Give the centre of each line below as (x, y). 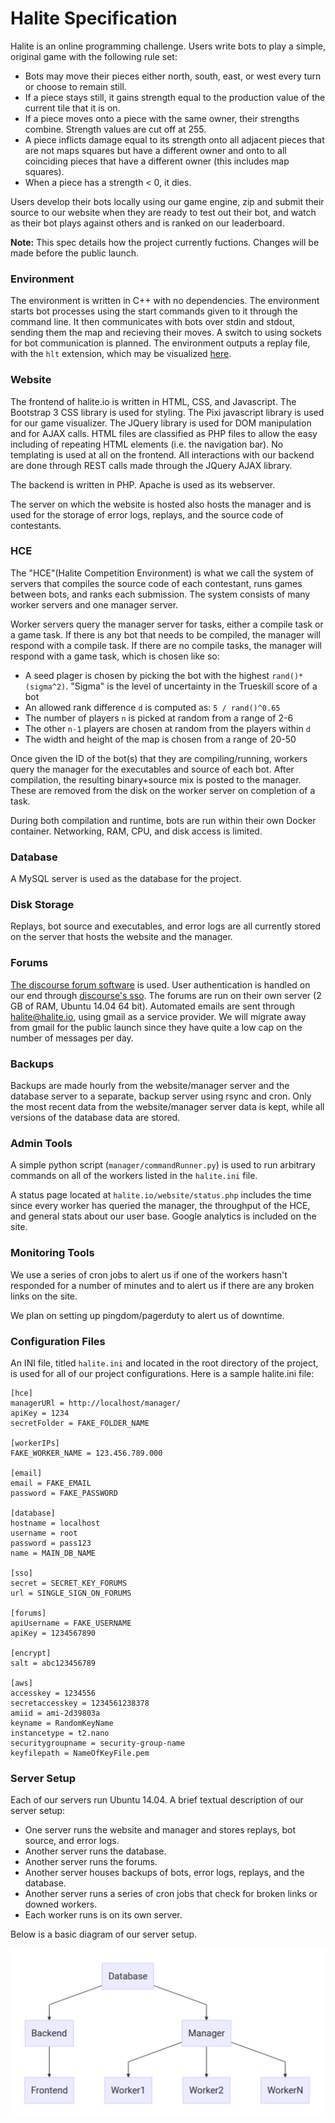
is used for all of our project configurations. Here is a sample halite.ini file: (162, 1373)
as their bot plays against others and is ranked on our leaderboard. (147, 223)
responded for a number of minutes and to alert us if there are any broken (162, 1285)
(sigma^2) (45, 687)
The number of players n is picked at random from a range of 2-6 (159, 718)
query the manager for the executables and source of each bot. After (152, 769)
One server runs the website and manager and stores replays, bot (160, 1830)
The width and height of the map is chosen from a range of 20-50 (160, 739)
